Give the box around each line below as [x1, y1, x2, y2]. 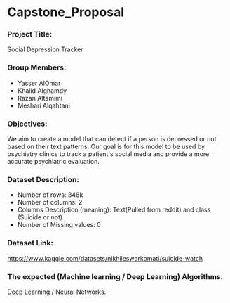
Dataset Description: [7, 175, 79, 184]
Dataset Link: [7, 238, 54, 248]
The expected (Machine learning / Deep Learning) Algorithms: [7, 271, 223, 281]
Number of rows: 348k [17, 191, 83, 199]
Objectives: [7, 119, 48, 129]
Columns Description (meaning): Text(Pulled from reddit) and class [17, 205, 211, 214]
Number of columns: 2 [17, 198, 83, 207]
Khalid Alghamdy [17, 86, 67, 95]
